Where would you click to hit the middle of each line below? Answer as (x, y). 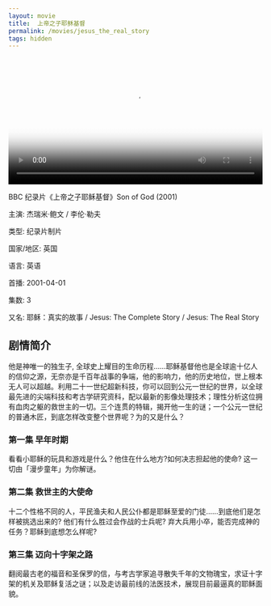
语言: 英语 (25, 266)
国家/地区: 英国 (33, 248)
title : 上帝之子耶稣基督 (47, 23)
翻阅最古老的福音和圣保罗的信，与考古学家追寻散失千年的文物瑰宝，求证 (128, 573)
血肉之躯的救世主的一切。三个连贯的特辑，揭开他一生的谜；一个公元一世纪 (139, 407)
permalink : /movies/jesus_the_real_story (79, 31)
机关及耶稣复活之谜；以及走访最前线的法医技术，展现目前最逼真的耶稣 (139, 583)
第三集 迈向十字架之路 (51, 554)
